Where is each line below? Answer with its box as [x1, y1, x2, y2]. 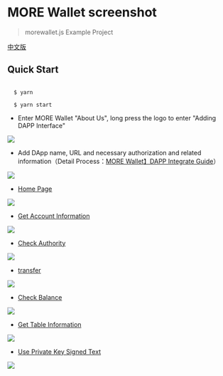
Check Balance [17, 293, 62, 301]
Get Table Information [17, 320, 82, 328]
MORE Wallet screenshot [7, 4, 158, 21]
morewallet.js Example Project [24, 28, 114, 36]
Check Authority [17, 239, 66, 247]
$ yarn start [13, 101, 53, 108]
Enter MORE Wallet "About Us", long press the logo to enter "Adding [17, 113, 217, 122]
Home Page [17, 184, 53, 193]
